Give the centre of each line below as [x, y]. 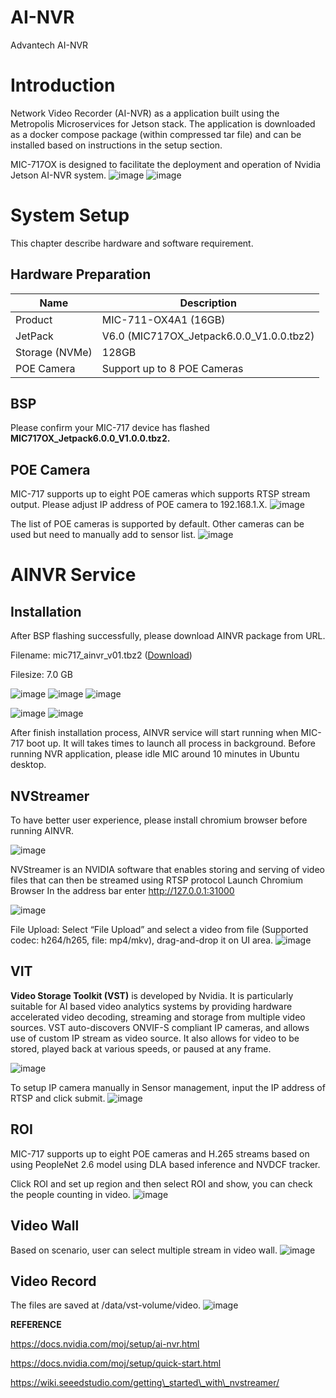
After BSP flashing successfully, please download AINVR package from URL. [168, 636]
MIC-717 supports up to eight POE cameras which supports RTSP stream [160, 494]
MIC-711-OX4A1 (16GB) [163, 319]
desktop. [28, 765]
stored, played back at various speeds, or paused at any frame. [141, 1048]
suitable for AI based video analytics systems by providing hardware [151, 1006]
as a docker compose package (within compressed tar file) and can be [156, 134]
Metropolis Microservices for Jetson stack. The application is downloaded [163, 123]
